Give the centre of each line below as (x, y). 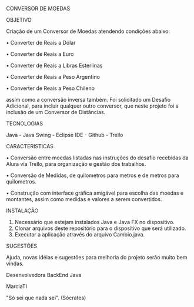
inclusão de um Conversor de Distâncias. (56, 112)
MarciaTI (17, 286)
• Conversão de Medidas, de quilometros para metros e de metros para (93, 175)
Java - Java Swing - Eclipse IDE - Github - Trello (65, 135)
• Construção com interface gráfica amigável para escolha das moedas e (95, 193)
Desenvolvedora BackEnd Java (44, 275)
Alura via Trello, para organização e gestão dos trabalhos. (76, 164)
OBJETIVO (19, 20)
